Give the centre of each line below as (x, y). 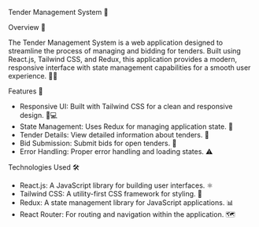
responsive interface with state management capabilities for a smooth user (129, 68)
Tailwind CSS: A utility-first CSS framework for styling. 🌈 (111, 194)
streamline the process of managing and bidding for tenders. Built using (125, 51)
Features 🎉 (26, 91)
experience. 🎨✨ (33, 76)
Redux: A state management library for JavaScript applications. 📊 (126, 203)
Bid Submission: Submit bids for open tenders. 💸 (98, 143)
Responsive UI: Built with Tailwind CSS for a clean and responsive (126, 106)
